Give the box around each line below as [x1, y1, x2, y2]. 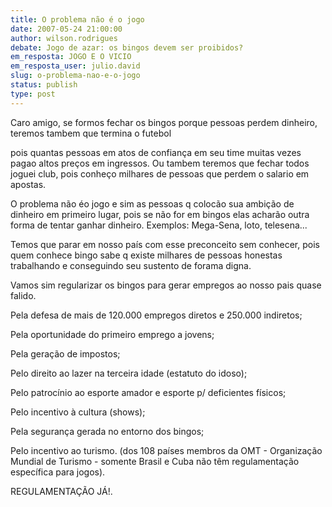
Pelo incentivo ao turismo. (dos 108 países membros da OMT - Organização [10, 444, 323, 456]
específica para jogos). [10, 466, 106, 478]
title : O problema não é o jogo [10, 14, 145, 25]
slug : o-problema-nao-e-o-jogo [10, 71, 141, 81]
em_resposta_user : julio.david [10, 61, 141, 71]
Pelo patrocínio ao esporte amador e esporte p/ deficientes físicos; [10, 386, 287, 398]
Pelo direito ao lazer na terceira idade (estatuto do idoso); [10, 367, 248, 379]
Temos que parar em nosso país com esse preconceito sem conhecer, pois [10, 238, 320, 250]
